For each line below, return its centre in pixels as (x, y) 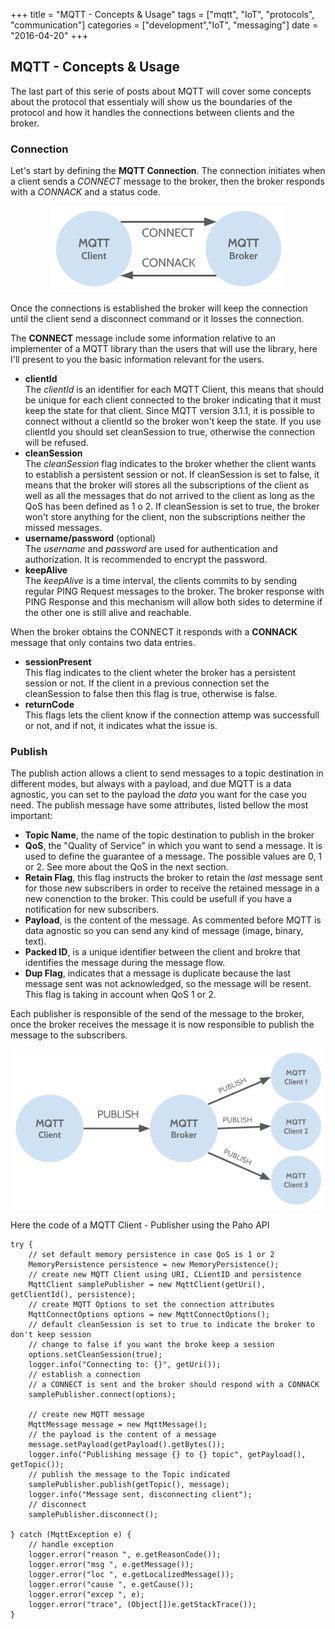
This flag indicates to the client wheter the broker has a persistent (160, 673)
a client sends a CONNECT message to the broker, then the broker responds (167, 181)
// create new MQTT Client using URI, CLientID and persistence (165, 1274)
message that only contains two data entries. (103, 643)
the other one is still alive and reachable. (108, 613)
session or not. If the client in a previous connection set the (147, 683)
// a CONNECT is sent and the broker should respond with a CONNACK (174, 1384)
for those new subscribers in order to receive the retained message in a (172, 888)
